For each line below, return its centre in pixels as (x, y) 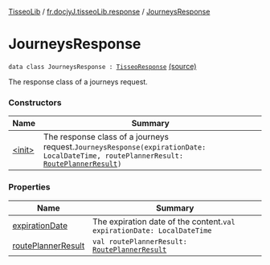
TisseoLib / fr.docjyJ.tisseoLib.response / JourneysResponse (109, 12)
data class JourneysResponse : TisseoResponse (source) (102, 66)
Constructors (35, 102)
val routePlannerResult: (139, 241)
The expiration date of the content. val (164, 222)
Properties (29, 187)
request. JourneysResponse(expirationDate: (125, 147)
